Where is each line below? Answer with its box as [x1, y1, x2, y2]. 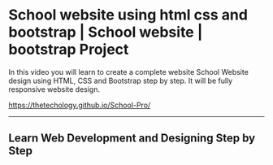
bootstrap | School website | [8, 23, 203, 41]
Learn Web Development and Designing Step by [8, 132, 256, 145]
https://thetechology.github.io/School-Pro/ [8, 100, 151, 110]
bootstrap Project [8, 41, 129, 59]
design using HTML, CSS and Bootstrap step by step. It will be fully [8, 76, 233, 85]
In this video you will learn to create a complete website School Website [8, 67, 249, 76]
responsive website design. [8, 84, 100, 94]
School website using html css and [8, 6, 248, 24]
